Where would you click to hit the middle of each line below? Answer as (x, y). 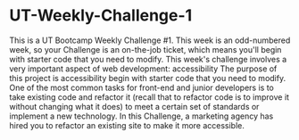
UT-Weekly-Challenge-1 (101, 16)
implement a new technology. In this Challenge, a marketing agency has (141, 116)
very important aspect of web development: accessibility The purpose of (143, 69)
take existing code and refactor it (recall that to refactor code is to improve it (149, 97)
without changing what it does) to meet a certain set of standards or (134, 106)
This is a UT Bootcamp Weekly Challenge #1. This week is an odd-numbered (150, 40)
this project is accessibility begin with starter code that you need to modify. (148, 78)
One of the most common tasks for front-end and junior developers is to (141, 87)
